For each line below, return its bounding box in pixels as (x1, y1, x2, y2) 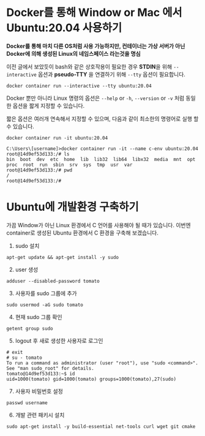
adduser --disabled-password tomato (6, 278, 100, 284)
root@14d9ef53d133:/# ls (6, 151, 70, 157)
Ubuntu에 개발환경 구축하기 (6, 200, 139, 214)
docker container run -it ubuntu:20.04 (6, 135, 108, 141)
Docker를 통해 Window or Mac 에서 (6, 6, 182, 20)
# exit (6, 349, 23, 355)
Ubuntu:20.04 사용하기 (6, 21, 122, 35)
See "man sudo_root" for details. (6, 365, 95, 371)
